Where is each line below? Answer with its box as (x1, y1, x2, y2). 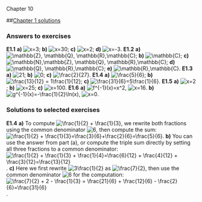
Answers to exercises (6, 31, 71, 40)
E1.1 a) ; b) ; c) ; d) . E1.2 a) (6, 45, 140, 53)
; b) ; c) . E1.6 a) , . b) (6, 84, 154, 91)
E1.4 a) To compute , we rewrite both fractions (6, 119, 187, 126)
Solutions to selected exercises (6, 106, 100, 114)
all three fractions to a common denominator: (6, 145, 119, 152)
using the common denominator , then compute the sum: (6, 126, 157, 133)
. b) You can (162, 132, 193, 140)
